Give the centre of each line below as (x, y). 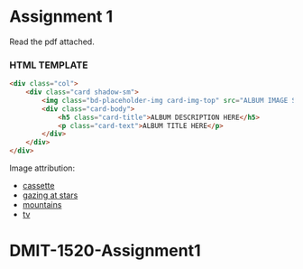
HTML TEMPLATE (49, 65)
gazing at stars (50, 195)
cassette (38, 186)
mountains (42, 205)
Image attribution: (42, 168)
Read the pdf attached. (52, 42)
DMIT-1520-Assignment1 (105, 251)
